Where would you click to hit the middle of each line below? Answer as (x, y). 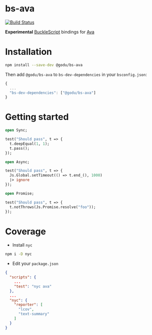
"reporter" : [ (28, 305)
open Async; (17, 162)
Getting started (37, 117)
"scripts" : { (23, 277)
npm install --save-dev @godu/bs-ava (44, 65)
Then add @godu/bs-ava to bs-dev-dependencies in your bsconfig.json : (76, 74)
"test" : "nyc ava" (33, 286)
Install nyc (22, 245)
